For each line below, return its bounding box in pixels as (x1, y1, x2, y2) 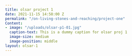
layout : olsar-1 (5, 43, 38, 48)
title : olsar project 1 (5, 7, 54, 12)
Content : (5, 20, 23, 26)
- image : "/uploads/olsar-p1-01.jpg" (5, 25, 82, 30)
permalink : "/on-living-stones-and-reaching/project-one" (5, 16, 125, 21)
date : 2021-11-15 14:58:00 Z (5, 12, 64, 17)
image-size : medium (9, 35, 49, 39)
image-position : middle (9, 39, 57, 44)
